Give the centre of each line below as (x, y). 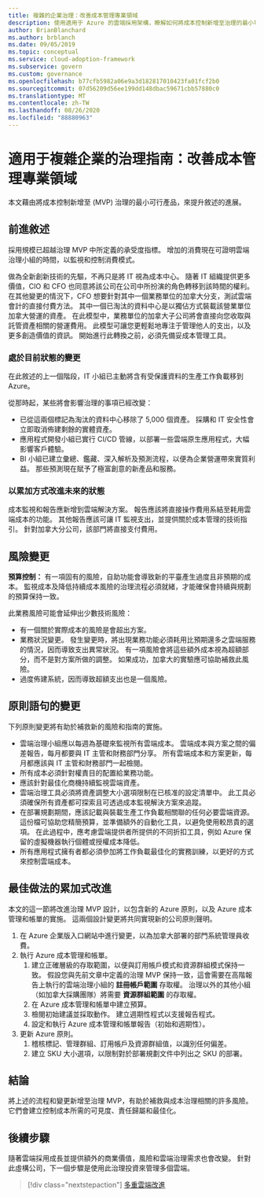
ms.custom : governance (45, 74)
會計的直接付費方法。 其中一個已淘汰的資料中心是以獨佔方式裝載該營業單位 (130, 306)
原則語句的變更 (44, 706)
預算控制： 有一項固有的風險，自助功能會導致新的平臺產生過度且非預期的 (126, 577)
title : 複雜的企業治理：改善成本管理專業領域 (73, 15)
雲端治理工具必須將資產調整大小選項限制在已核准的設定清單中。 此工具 (134, 792)
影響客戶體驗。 (44, 448)
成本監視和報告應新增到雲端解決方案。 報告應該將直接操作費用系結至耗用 (126, 510)
